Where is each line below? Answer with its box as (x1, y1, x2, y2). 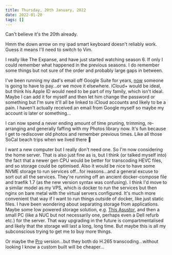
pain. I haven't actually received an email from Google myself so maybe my (5, 105, 164, 111)
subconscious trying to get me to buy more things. (5, 228, 112, 234)
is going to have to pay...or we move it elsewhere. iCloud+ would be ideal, (5, 83, 162, 89)
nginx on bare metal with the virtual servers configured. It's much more (5, 190, 156, 196)
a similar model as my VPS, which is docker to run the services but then (5, 185, 157, 191)
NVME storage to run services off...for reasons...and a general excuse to (5, 168, 159, 175)
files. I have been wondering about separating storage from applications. (5, 201, 159, 207)
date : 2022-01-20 (5, 12, 43, 17)
